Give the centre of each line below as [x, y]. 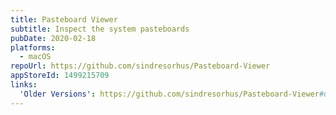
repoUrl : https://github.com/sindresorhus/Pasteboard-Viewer [140, 66]
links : [24, 85]
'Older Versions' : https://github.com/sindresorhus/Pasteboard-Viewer [169, 94]
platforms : [33, 47]
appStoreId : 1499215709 [60, 76]
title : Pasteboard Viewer [64, 19]
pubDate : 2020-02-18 [53, 38]
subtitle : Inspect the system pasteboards [100, 29]
